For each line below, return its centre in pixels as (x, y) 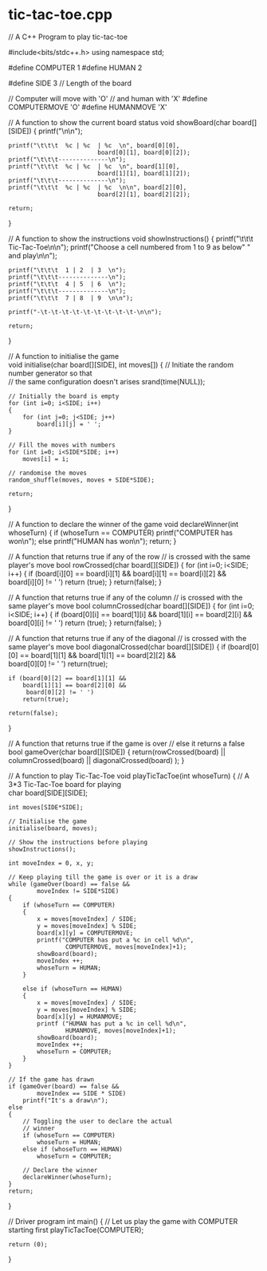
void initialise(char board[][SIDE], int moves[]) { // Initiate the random (121, 364)
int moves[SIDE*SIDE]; (46, 807)
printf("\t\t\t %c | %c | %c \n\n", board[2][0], (98, 187)
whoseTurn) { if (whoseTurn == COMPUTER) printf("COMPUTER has (121, 533)
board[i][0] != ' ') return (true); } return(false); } (85, 582)
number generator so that (51, 373)
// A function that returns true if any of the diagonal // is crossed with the (128, 638)
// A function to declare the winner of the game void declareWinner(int (124, 524)
